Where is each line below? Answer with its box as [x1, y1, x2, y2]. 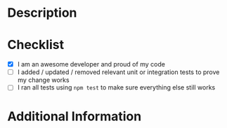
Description [7, 5, 77, 21]
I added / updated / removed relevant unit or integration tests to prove [17, 68, 220, 76]
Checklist [7, 37, 65, 53]
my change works [17, 76, 70, 85]
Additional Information [7, 108, 142, 124]
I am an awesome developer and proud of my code [17, 60, 165, 69]
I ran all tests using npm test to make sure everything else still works [17, 83, 216, 92]
